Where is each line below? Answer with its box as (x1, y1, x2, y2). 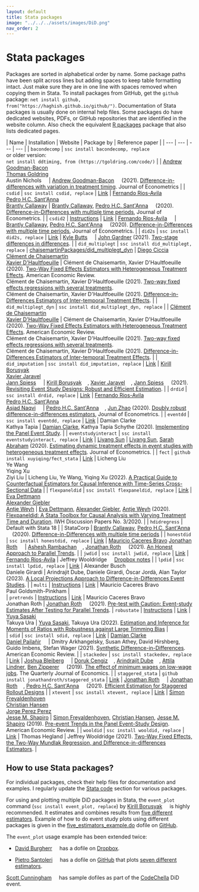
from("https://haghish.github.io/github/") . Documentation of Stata (6, 102, 176, 109)
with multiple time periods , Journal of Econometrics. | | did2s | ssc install (6, 227, 189, 235)
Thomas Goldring (6, 171, 49, 178)
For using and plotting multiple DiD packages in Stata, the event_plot (6, 796, 175, 803)
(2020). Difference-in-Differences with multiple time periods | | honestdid (11, 530, 191, 538)
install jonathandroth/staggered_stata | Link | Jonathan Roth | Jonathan (6, 676, 193, 683)
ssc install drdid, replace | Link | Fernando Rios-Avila (6, 392, 144, 399)
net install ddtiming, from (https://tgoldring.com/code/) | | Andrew (6, 158, 182, 165)
